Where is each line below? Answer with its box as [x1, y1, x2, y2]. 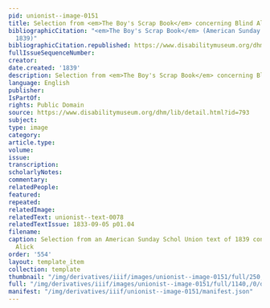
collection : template [8, 265, 81, 274]
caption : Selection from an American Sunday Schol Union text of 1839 [8, 236, 250, 244]
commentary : [8, 176, 48, 184]
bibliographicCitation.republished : [8, 42, 131, 50]
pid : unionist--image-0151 [8, 11, 99, 20]
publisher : [8, 86, 45, 95]
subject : [8, 116, 38, 124]
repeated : [8, 198, 42, 206]
